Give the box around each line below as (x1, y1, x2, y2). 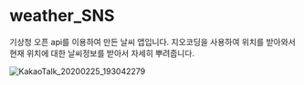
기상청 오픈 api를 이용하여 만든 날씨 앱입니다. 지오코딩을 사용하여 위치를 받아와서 (9, 36, 297, 47)
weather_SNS (9, 5, 115, 26)
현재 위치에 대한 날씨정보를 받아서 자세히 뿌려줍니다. (9, 47, 194, 59)
